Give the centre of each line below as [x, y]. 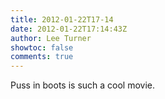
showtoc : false [42, 47]
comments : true [42, 57]
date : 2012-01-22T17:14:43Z [69, 29]
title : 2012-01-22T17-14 [62, 19]
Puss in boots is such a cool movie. [83, 85]
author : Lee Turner [51, 38]
